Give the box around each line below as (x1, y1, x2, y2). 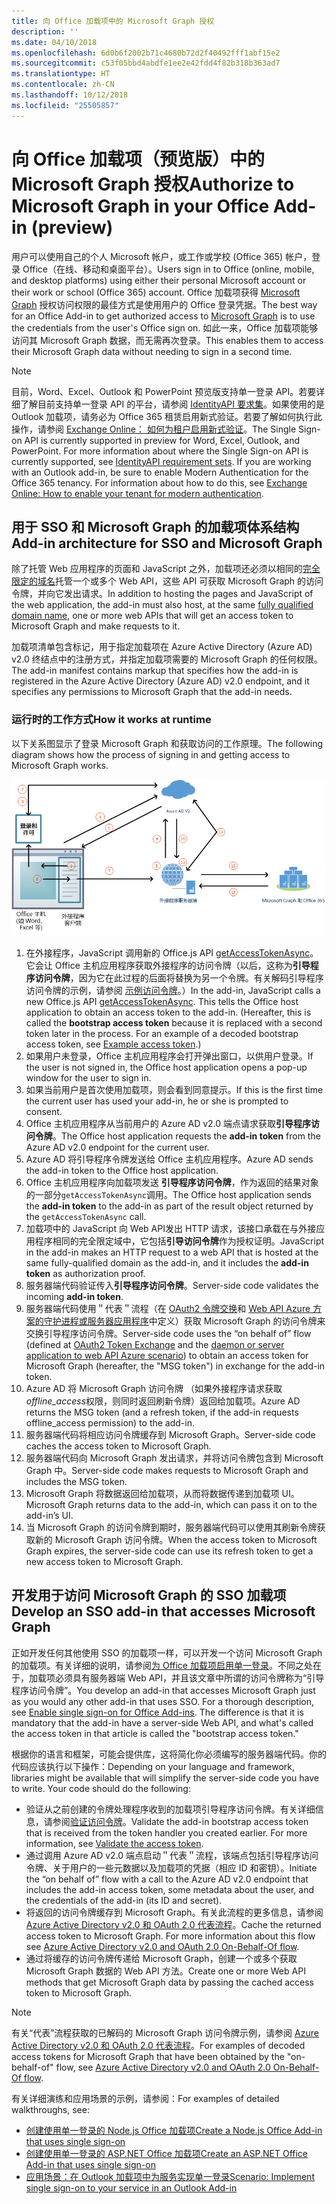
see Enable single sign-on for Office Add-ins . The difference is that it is (11, 1706, 304, 1718)
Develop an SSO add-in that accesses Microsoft (11, 1603, 316, 1620)
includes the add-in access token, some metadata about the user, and (25, 1883, 314, 1895)
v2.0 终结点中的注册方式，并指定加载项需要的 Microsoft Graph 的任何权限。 (11, 653, 323, 665)
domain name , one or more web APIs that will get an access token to (11, 610, 294, 622)
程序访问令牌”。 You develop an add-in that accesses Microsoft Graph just (11, 1684, 316, 1696)
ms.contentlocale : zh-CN (11, 80, 115, 90)
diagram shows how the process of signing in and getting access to (11, 748, 291, 760)
